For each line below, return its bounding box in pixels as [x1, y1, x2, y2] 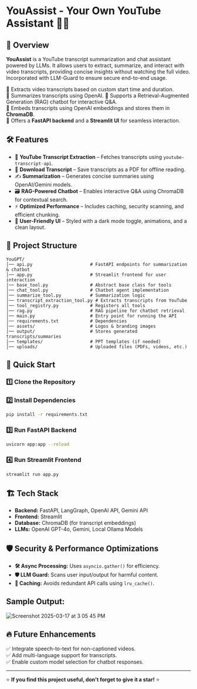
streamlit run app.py [6, 471, 59, 477]
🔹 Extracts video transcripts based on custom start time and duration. [6, 86, 174, 92]
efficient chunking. [14, 211, 60, 218]
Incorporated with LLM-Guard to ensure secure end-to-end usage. [6, 75, 167, 81]
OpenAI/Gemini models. [14, 181, 73, 188]
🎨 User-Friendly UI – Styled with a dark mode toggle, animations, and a [14, 217, 188, 224]
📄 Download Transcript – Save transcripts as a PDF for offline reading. [14, 166, 186, 173]
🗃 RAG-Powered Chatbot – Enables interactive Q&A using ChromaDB [14, 187, 184, 195]
